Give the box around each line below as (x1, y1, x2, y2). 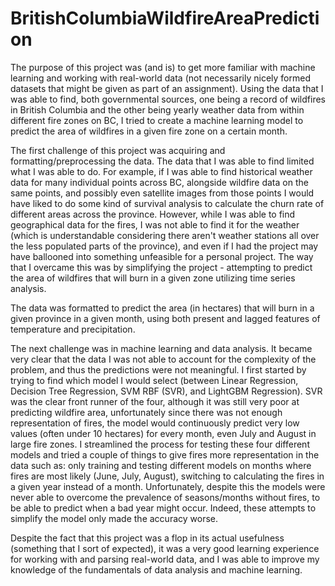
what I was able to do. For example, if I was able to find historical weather (10, 165, 313, 177)
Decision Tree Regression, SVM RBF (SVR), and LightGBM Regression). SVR (10, 385, 323, 397)
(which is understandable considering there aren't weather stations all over (10, 229, 320, 241)
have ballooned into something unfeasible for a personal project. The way (10, 250, 314, 262)
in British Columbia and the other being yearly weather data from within (10, 103, 305, 116)
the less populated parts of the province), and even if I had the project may (10, 240, 319, 252)
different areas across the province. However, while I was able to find (10, 208, 296, 220)
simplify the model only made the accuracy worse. (10, 512, 219, 524)
